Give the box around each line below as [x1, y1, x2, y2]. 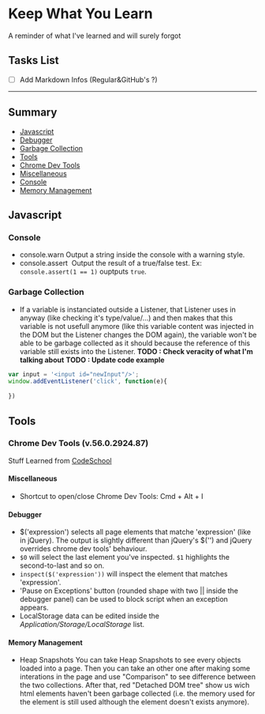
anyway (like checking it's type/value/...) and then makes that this [19, 313, 233, 323]
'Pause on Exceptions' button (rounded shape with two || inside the [19, 586, 239, 595]
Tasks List [8, 54, 59, 67]
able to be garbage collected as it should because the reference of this [19, 338, 251, 348]
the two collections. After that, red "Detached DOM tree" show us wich [19, 681, 250, 690]
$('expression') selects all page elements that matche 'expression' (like [19, 527, 251, 537]
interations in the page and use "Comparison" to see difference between [19, 672, 256, 682]
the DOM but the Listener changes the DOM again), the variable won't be [19, 330, 257, 339]
